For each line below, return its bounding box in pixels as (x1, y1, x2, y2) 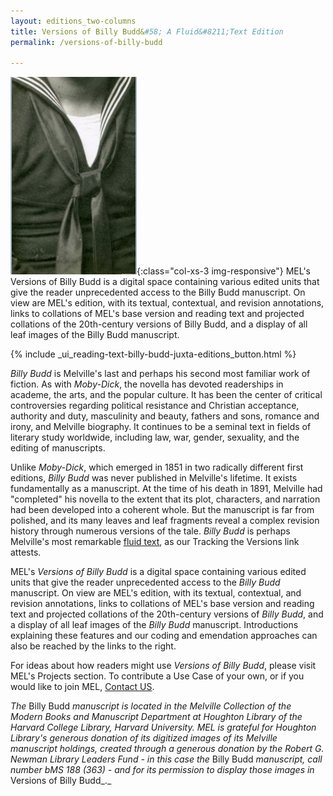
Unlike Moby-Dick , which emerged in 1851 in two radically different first (10, 461, 304, 474)
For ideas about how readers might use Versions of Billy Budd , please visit (10, 660, 317, 672)
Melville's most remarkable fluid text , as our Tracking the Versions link (10, 536, 300, 548)
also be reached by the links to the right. (10, 640, 177, 652)
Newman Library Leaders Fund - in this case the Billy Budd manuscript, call (10, 753, 323, 765)
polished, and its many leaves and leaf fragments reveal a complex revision (10, 515, 320, 527)
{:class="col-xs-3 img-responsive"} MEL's (136, 265, 311, 277)
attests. (10, 546, 42, 559)
